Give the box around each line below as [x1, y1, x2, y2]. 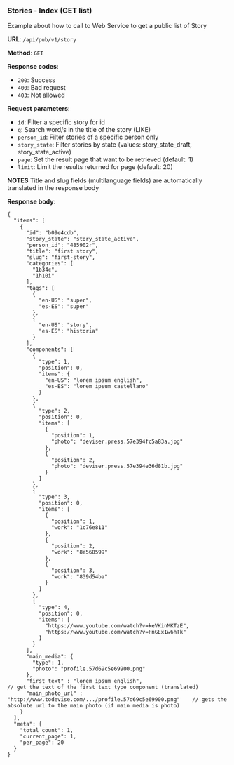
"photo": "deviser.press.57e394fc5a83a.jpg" [51, 438, 184, 446]
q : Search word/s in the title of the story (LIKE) [17, 126, 151, 134]
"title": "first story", [25, 248, 99, 255]
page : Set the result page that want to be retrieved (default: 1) [17, 155, 194, 164]
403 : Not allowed [17, 91, 65, 100]
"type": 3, [38, 493, 71, 500]
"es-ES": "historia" [38, 328, 99, 335]
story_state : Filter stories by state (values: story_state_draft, [17, 140, 193, 149]
